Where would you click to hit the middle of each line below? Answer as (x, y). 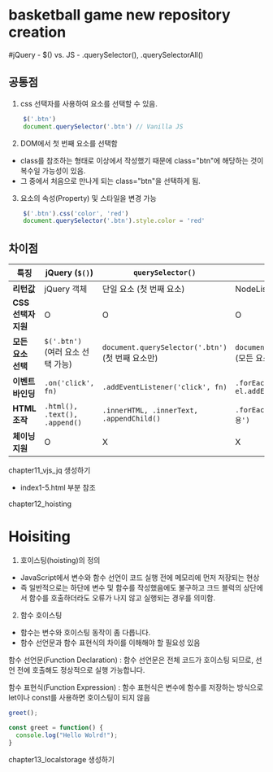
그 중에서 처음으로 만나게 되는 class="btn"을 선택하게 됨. (110, 181)
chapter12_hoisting (40, 504)
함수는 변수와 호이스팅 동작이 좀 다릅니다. (85, 632)
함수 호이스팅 (41, 615)
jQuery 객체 (66, 289)
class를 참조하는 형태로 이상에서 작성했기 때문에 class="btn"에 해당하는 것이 (142, 160)
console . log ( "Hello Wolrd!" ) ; (67, 735)
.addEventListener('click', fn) (165, 387)
